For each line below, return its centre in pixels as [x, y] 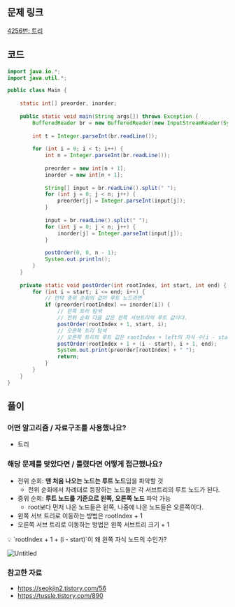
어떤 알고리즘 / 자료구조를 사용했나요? [67, 427]
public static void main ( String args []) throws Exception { [109, 116]
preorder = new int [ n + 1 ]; [86, 168]
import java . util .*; [37, 78]
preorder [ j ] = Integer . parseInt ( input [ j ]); [122, 201]
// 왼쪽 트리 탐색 [79, 312]
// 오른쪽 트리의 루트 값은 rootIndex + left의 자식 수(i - [136, 337]
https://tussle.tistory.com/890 [60, 595]
